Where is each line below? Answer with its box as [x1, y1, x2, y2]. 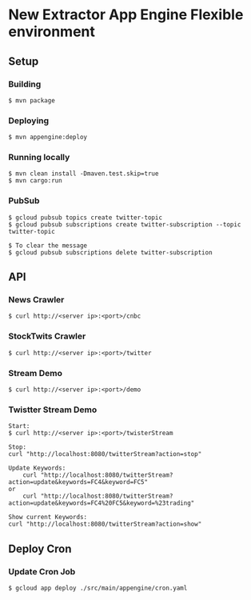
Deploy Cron [8, 542, 72, 555]
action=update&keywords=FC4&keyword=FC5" [8, 478, 149, 486]
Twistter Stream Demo [8, 404, 98, 415]
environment [8, 22, 96, 41]
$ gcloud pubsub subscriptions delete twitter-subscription [8, 248, 213, 257]
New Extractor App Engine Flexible [8, 6, 244, 24]
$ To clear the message [8, 242, 88, 250]
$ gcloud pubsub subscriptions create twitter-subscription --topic [8, 220, 241, 229]
